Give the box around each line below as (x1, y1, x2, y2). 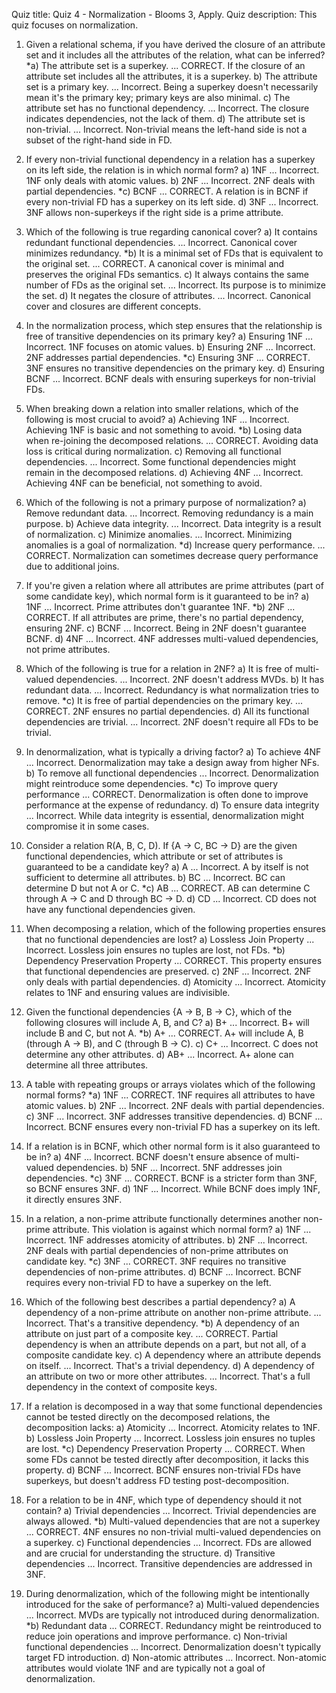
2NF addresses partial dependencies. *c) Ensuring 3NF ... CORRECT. (25, 352, 311, 363)
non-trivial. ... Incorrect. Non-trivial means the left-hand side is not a (25, 124, 308, 135)
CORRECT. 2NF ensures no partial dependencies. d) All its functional (25, 705, 310, 717)
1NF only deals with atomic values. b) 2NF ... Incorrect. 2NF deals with (25, 175, 316, 186)
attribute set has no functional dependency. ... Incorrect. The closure (25, 102, 310, 114)
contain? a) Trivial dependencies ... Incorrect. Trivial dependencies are (25, 1505, 317, 1516)
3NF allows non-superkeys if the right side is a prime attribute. (25, 207, 284, 218)
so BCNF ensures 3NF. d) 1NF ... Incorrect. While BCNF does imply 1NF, (25, 1183, 321, 1194)
